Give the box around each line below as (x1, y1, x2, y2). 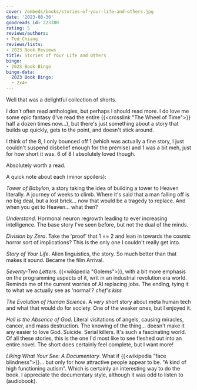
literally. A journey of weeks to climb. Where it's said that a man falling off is (6, 191, 190, 198)
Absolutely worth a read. (6, 162, 66, 169)
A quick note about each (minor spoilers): (6, 173, 107, 180)
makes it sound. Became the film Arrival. (6, 257, 104, 263)
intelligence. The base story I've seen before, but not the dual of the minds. (6, 221, 189, 228)
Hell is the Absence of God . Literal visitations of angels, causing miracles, (6, 316, 184, 323)
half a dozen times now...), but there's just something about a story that (6, 120, 179, 127)
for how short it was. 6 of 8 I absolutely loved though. (6, 150, 136, 157)
